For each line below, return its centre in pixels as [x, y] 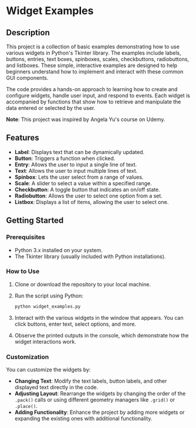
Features [23, 138]
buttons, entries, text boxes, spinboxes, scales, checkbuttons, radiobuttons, [98, 59]
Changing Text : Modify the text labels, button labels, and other [91, 381]
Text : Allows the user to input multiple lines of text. [76, 170]
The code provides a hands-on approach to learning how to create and [92, 89]
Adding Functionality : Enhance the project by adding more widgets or [99, 412]
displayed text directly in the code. [56, 387]
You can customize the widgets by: [48, 369]
